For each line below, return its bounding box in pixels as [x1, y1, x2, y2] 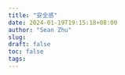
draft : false [8, 41, 51, 48]
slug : [8, 33, 26, 41]
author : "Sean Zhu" [8, 26, 72, 34]
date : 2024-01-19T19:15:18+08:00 [8, 19, 118, 27]
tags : [8, 55, 26, 63]
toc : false [8, 48, 44, 55]
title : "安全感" [8, 11, 58, 20]
